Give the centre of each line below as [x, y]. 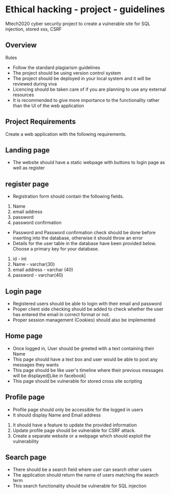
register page [27, 184]
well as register [29, 168]
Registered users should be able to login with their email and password [87, 304]
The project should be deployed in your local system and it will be [82, 78]
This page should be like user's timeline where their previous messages [88, 370]
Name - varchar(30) [34, 264]
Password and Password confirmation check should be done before [84, 233]
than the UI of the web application [48, 106]
